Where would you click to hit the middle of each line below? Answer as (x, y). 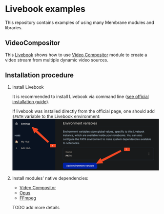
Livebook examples (45, 9)
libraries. (14, 27)
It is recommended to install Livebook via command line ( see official (80, 97)
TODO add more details (36, 207)
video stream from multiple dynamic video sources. (57, 60)
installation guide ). (31, 101)
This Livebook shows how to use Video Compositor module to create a (76, 55)
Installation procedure (40, 75)
